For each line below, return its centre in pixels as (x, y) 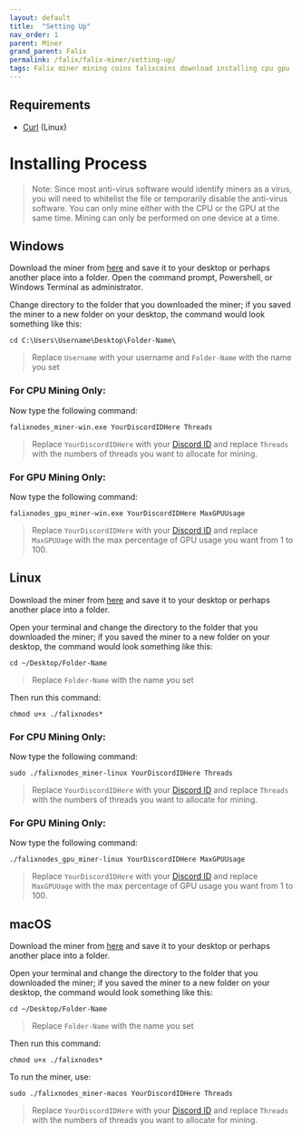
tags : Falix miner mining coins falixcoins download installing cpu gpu (150, 69)
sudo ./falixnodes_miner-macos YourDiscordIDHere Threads (121, 1094)
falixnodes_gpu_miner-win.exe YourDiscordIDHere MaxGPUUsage (127, 513)
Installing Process (78, 163)
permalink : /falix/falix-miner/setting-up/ (93, 60)
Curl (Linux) (44, 127)
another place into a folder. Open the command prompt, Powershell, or (141, 278)
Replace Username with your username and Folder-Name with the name (161, 357)
